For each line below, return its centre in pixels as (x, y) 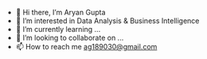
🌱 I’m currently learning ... (58, 29)
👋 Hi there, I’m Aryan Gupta (61, 12)
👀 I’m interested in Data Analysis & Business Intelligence (107, 21)
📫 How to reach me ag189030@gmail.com (86, 47)
